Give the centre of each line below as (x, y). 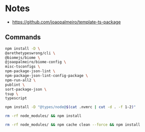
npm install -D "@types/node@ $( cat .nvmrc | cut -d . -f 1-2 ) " (71, 107)
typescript (16, 98)
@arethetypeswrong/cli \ (30, 53)
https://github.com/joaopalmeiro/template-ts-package (66, 22)
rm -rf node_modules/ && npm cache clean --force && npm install (72, 125)
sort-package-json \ (26, 89)
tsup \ (12, 94)
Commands (23, 37)
